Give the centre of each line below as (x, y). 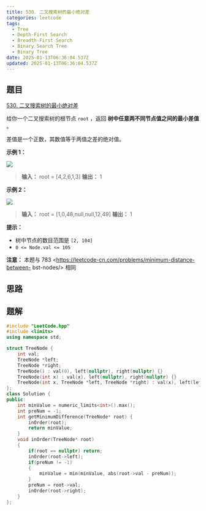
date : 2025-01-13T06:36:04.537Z (48, 58)
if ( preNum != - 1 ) (50, 462)
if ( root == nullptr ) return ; (66, 451)
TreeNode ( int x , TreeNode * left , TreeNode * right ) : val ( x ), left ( (105, 383)
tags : (13, 23)
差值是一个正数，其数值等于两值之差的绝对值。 (65, 139)
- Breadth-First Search (42, 40)
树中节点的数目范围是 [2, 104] (54, 240)
